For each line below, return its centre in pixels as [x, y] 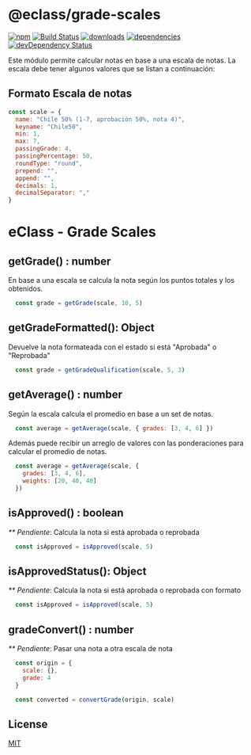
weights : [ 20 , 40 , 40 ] [60, 481]
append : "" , [35, 178]
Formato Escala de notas [70, 94]
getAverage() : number [66, 395]
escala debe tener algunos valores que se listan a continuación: [112, 68]
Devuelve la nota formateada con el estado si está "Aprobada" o [112, 347]
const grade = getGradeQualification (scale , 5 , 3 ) [100, 370]
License [28, 724]
